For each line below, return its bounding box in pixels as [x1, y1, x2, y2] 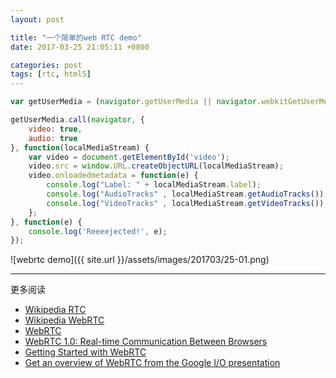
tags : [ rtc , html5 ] [10, 69, 92, 80]
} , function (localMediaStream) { [10, 142, 150, 153]
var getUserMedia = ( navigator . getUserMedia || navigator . [10, 97, 262, 107]
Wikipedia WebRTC [24, 314, 105, 326]
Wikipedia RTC [24, 304, 87, 316]
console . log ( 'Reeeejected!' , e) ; [28, 226, 168, 236]
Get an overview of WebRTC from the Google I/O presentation [24, 357, 281, 369]
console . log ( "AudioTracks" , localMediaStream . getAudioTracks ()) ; [46, 189, 329, 199]
